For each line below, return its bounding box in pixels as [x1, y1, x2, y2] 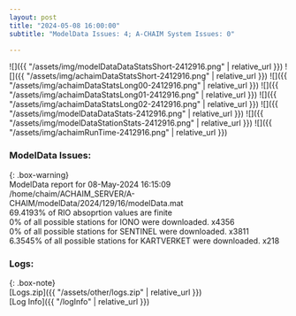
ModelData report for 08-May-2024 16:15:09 [9, 179, 171, 189]
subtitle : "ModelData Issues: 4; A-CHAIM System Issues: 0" [9, 29, 236, 38]
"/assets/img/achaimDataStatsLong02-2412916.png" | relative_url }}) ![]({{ [9, 99, 278, 110]
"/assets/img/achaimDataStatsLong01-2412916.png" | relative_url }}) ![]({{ [9, 89, 277, 100]
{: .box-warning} [9, 169, 69, 180]
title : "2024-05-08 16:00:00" [9, 21, 121, 30]
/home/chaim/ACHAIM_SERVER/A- [9, 188, 135, 199]
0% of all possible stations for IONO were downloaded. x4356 [9, 216, 236, 227]
